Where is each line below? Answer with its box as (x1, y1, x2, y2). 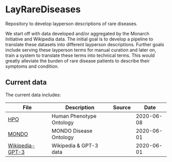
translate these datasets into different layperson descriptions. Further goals (5, 41, 164, 47)
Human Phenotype (51, 112, 97, 119)
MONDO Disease (51, 127, 93, 134)
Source (113, 104, 131, 111)
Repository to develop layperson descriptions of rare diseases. (5, 21, 138, 27)
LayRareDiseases (5, 4, 81, 15)
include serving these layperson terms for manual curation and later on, (5, 47, 156, 53)
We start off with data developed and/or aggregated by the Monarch (5, 30, 149, 36)
